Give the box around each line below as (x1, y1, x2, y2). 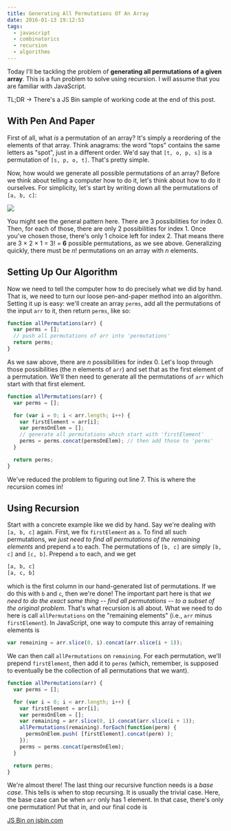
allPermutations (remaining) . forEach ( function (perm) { (19, 724, 177, 731)
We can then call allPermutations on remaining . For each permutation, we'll (7, 652, 221, 660)
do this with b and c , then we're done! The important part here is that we (7, 589, 212, 598)
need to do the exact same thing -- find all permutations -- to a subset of (7, 597, 215, 605)
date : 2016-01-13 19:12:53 (7, 17, 85, 23)
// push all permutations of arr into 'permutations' (13, 333, 170, 339)
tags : (7, 23, 23, 30)
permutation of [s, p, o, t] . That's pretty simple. (7, 156, 150, 164)
